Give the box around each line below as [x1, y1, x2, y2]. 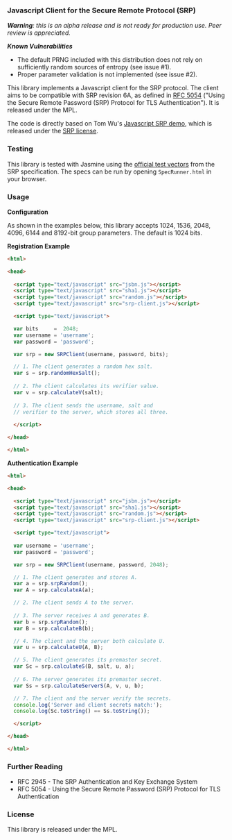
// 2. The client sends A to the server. [13, 599, 135, 606]
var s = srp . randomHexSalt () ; [13, 370, 100, 377]
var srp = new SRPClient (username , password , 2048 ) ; [13, 561, 169, 568]
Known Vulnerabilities [7, 42, 73, 51]
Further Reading [7, 762, 63, 771]
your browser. [7, 174, 47, 183]
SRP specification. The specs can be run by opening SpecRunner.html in [7, 167, 212, 176]
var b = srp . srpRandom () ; [13, 619, 89, 625]
